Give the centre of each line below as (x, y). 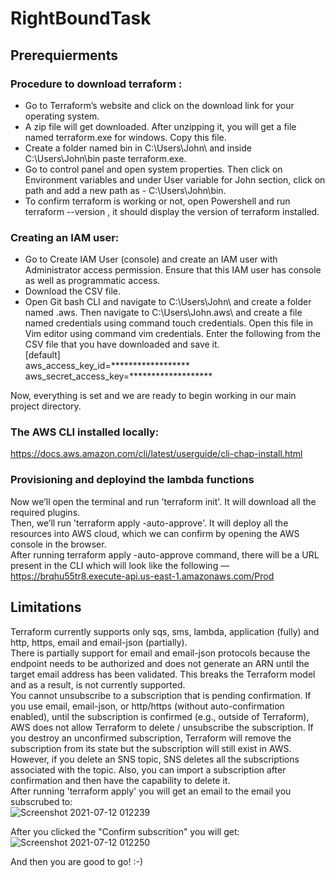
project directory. (46, 406)
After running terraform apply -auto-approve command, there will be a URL (165, 554)
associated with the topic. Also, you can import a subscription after (148, 769)
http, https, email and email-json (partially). (99, 642)
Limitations (46, 607)
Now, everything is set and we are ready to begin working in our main (153, 396)
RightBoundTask (81, 18)
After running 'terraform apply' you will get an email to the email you (151, 791)
